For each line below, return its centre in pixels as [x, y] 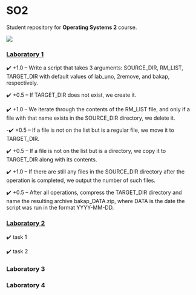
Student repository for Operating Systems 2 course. [72, 27]
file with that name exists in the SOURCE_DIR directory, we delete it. [91, 118]
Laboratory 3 [26, 269]
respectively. [22, 83]
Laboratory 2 [26, 223]
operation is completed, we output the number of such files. [81, 180]
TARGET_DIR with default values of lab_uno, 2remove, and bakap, [88, 77]
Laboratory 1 [25, 54]
